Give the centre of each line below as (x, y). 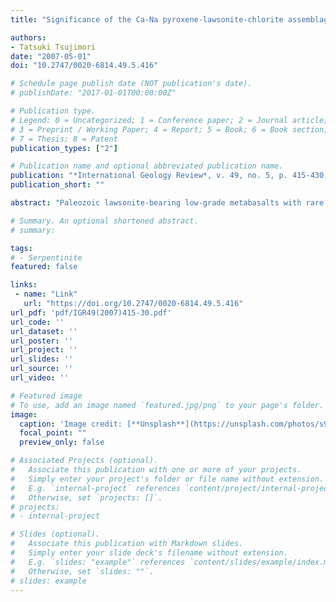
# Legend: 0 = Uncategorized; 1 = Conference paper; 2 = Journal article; (169, 120)
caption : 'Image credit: (71, 424)
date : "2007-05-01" (51, 56)
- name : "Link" (46, 294)
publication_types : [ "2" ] (64, 148)
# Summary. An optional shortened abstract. (104, 221)
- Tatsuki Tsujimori (53, 47)
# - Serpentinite (46, 257)
